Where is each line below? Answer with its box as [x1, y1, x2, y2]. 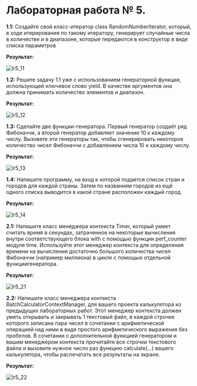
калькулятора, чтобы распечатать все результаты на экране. [6, 351, 161, 358]
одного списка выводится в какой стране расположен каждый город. [6, 188, 182, 195]
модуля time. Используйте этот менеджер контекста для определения [6, 241, 184, 248]
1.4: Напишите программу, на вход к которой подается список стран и [6, 176, 185, 183]
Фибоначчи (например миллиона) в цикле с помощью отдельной [6, 254, 171, 261]
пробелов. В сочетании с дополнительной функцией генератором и [6, 332, 177, 339]
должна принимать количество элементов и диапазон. [6, 88, 145, 95]
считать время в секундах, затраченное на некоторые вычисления [6, 229, 176, 236]
